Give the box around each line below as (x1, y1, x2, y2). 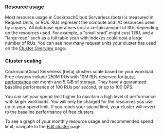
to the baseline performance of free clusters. (5, 109, 95, 115)
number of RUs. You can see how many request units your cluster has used (5, 40, 156, 46)
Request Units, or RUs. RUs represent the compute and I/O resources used (5, 19, 155, 25)
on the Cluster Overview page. (5, 45, 67, 51)
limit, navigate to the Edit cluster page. (5, 123, 82, 129)
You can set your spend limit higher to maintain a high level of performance (5, 93, 156, 99)
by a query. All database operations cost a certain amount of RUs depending (5, 25, 159, 31)
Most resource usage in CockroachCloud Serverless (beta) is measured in (5, 15, 154, 20)
